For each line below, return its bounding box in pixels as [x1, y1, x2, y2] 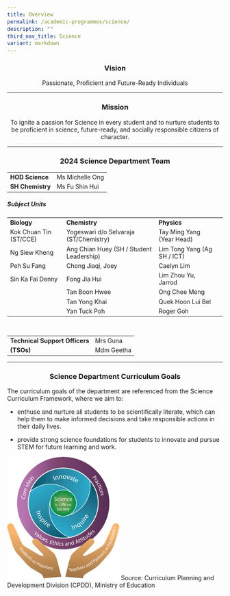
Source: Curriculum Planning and [120, 574, 214, 582]
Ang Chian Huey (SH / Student [66, 245, 152, 253]
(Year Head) [158, 235, 193, 243]
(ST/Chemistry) [66, 235, 110, 243]
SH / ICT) [158, 252, 185, 260]
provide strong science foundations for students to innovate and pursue [16, 436, 220, 444]
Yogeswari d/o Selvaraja [66, 228, 135, 236]
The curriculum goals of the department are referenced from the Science [7, 387, 214, 395]
